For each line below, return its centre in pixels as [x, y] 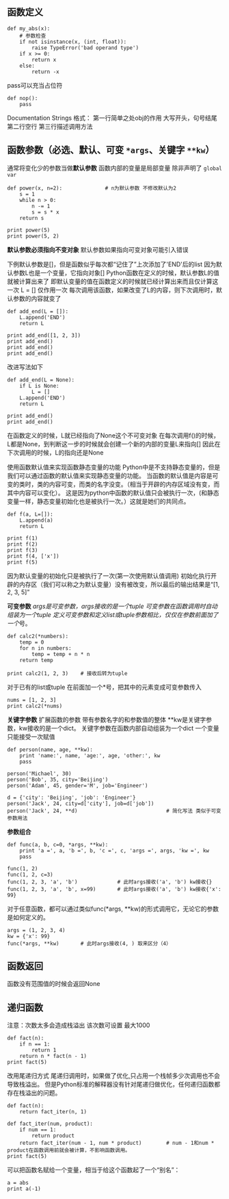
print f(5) [23, 562]
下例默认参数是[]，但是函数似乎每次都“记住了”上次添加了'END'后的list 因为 [112, 264]
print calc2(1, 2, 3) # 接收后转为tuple [67, 673]
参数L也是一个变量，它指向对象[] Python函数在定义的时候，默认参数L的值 [116, 273]
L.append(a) [36, 520]
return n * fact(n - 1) [53, 1057]
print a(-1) [24, 1189]
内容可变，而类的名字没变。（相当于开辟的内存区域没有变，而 [134, 484]
